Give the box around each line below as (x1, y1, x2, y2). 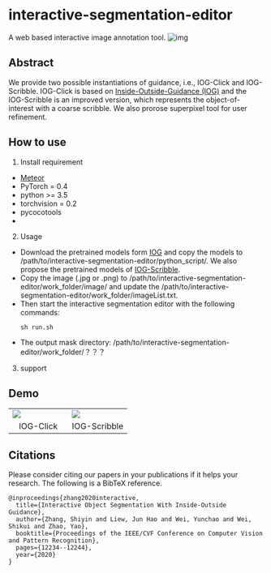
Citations (8, 448, 56, 462)
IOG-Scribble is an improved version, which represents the (8, 95, 204, 105)
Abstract (8, 56, 54, 70)
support (19, 363, 47, 373)
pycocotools (19, 207, 62, 216)
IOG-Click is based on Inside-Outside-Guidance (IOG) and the (40, 86, 247, 96)
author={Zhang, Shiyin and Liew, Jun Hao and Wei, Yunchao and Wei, (15, 515, 252, 524)
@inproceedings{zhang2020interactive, (8, 494, 140, 502)
